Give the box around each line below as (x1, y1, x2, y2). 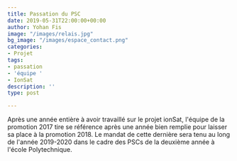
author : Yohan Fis (7, 23, 62, 30)
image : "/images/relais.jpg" (7, 30, 94, 38)
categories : (7, 43, 43, 50)
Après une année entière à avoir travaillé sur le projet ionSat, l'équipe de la (7, 115, 225, 124)
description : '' (7, 83, 55, 90)
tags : (7, 57, 23, 64)
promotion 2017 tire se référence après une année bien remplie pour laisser (7, 123, 228, 131)
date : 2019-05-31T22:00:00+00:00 (7, 17, 106, 24)
